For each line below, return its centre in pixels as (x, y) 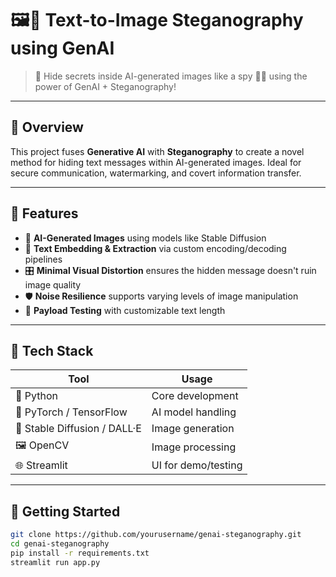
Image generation (193, 429)
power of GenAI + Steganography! (105, 86)
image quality (53, 284)
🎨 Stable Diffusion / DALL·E (78, 429)
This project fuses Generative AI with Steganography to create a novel (157, 151)
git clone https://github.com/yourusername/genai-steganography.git (156, 535)
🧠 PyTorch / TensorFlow (71, 412)
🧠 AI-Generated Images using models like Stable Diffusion (145, 238)
